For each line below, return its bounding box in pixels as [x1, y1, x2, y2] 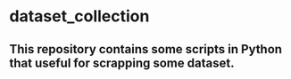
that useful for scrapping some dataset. [9, 55, 235, 70]
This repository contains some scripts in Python [9, 42, 283, 57]
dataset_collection [9, 6, 150, 27]
